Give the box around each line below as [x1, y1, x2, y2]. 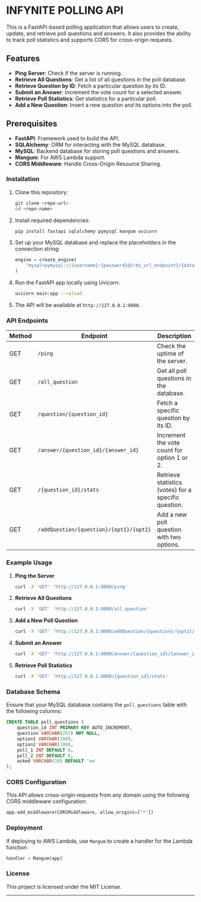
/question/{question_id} [38, 411, 109, 418]
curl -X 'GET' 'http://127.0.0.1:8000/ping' [14, 584, 128, 590]
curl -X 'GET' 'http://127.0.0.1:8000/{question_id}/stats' [14, 674, 168, 680]
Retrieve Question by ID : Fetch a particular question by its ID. [14, 82, 166, 89]
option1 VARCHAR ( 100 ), [17, 735, 74, 742]
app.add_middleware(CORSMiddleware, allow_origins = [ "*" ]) [6, 810, 154, 816]
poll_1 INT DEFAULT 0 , [17, 747, 74, 753]
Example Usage [6, 559, 53, 567]
